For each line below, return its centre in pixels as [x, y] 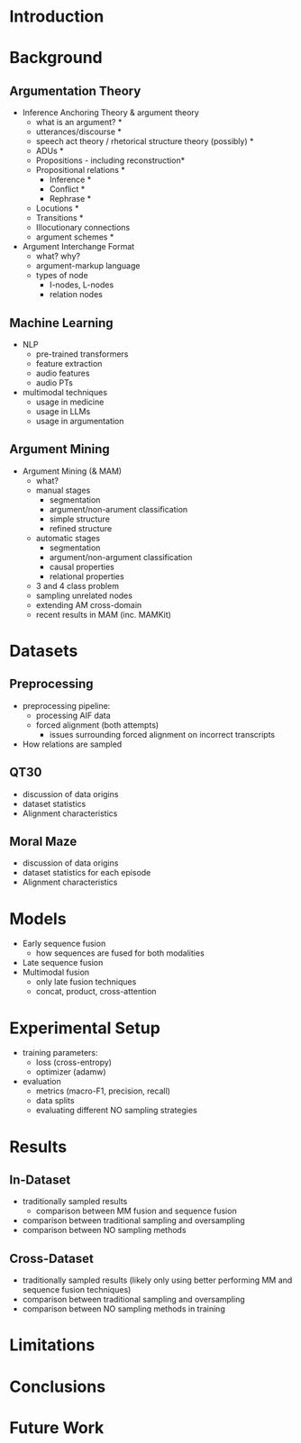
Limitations [52, 1345]
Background [56, 58]
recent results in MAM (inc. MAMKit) [103, 614]
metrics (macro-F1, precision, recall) [103, 1091]
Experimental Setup [85, 1028]
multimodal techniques [65, 392]
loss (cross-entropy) [74, 1062]
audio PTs [55, 383]
